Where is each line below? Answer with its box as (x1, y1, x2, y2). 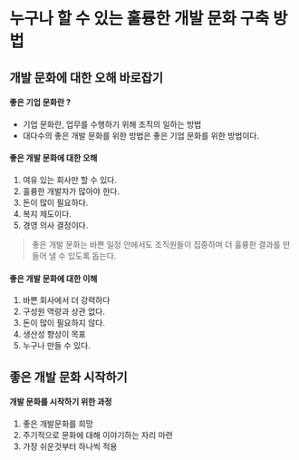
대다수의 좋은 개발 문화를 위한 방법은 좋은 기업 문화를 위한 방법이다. (22, 130, 260, 141)
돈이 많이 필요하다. (22, 197, 89, 208)
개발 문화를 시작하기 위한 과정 (9, 396, 112, 407)
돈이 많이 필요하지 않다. (22, 318, 106, 328)
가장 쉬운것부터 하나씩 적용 (22, 441, 118, 452)
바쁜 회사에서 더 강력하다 (22, 295, 111, 306)
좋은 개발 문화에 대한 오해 (9, 152, 98, 163)
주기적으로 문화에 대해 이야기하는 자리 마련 (22, 429, 174, 440)
